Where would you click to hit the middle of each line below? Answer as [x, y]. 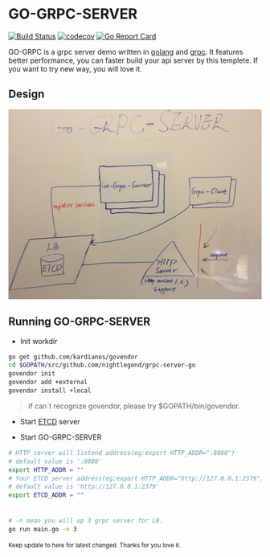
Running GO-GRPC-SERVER [80, 322]
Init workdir [39, 341]
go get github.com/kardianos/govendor [73, 357]
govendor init [32, 374]
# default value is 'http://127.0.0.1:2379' [84, 487]
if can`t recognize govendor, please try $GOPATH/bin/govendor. [134, 406]
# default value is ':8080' [55, 461]
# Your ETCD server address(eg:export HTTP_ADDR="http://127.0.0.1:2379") [136, 478]
